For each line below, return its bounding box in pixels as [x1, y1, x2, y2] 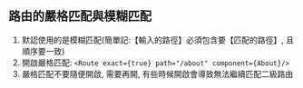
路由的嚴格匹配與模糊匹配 [8, 8, 151, 24]
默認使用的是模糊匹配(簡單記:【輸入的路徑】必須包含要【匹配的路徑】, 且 [21, 34, 294, 45]
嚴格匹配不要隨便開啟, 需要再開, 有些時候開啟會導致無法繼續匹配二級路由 [21, 68, 294, 79]
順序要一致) [21, 45, 65, 56]
